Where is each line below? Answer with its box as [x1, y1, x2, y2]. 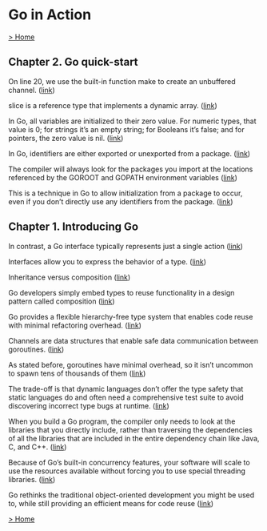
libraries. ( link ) [8, 474, 56, 484]
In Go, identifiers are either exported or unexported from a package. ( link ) [8, 148, 250, 158]
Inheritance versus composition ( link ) [8, 272, 131, 282]
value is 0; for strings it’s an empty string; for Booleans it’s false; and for [8, 124, 245, 134]
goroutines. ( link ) [8, 344, 65, 354]
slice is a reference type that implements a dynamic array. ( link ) [8, 100, 217, 110]
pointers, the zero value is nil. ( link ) [8, 133, 124, 143]
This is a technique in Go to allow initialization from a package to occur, [8, 188, 243, 198]
